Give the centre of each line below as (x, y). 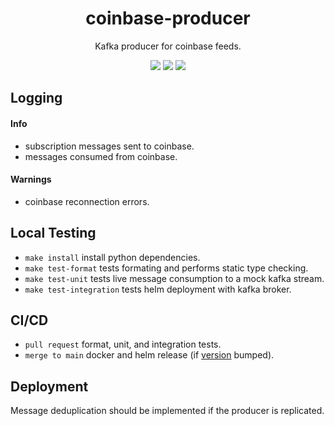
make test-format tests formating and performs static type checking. (166, 268)
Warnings (31, 179)
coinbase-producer (168, 18)
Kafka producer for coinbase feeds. (168, 46)
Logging (36, 98)
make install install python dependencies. (112, 257)
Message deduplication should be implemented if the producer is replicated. (167, 411)
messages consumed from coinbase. (101, 156)
